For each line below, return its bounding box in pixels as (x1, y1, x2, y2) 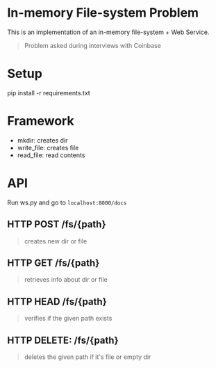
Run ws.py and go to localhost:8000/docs (7, 198, 127, 207)
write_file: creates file (17, 143, 79, 152)
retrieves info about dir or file (24, 275, 108, 284)
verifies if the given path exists (24, 314, 113, 323)
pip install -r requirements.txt (7, 88, 90, 97)
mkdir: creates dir (17, 136, 68, 144)
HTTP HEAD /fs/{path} (7, 296, 108, 307)
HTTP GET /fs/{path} (7, 257, 100, 269)
